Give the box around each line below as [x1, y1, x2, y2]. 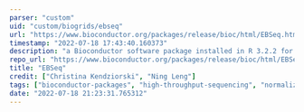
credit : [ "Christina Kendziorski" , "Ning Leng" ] [9, 72, 196, 81]
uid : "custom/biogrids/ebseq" [9, 22, 124, 31]
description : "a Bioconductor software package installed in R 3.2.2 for [9, 47, 294, 56]
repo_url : [9, 55, 47, 64]
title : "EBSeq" [9, 64, 67, 73]
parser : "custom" [9, 13, 75, 23]
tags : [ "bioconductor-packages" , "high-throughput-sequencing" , [9, 80, 257, 89]
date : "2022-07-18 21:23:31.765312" [9, 89, 147, 98]
